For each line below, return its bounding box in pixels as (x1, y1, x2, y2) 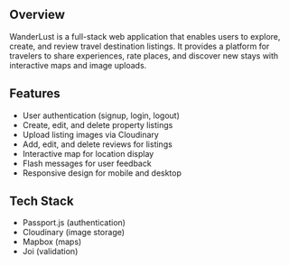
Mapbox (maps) (22, 236, 82, 247)
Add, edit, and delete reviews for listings (22, 139, 173, 150)
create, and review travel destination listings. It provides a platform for (9, 41, 270, 51)
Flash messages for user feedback (22, 158, 152, 169)
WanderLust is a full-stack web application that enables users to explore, (9, 31, 281, 41)
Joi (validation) (22, 246, 79, 257)
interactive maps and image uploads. (9, 59, 147, 70)
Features (9, 86, 61, 102)
